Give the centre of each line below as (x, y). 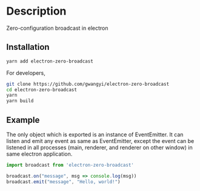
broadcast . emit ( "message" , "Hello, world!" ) (63, 182)
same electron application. (39, 154)
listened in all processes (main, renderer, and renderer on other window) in (99, 147)
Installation (28, 47)
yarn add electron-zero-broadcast (50, 61)
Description (36, 11)
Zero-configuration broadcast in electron (57, 28)
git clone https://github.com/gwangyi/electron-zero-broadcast (88, 84)
